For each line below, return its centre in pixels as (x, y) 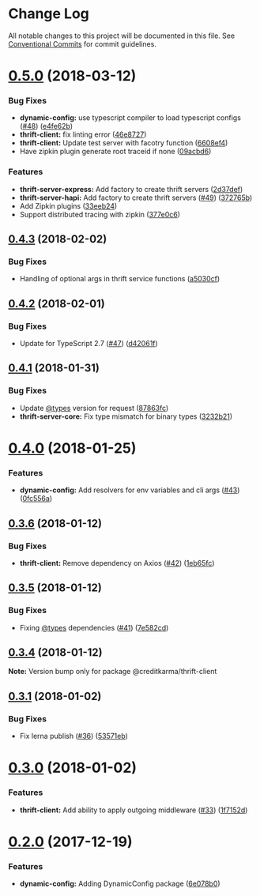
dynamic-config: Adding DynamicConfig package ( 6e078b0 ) (120, 884)
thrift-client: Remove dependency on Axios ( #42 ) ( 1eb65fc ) (117, 563)
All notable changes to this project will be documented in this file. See (122, 36)
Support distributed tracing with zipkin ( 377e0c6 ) (100, 214)
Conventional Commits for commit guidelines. (82, 43)
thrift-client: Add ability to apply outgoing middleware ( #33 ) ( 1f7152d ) (134, 810)
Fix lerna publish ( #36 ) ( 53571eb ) (73, 736)
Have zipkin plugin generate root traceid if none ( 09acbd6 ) (115, 152)
